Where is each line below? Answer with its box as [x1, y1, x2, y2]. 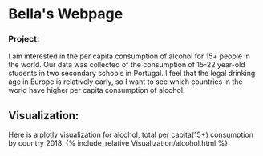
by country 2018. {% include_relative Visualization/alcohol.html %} [8, 138, 229, 148]
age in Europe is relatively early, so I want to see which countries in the [8, 77, 243, 86]
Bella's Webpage [8, 5, 123, 23]
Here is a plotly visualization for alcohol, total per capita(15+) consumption [8, 130, 254, 140]
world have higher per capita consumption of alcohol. [8, 86, 185, 95]
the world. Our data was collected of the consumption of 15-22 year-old [8, 60, 246, 70]
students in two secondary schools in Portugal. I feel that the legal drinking [8, 69, 256, 78]
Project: [8, 34, 40, 45]
